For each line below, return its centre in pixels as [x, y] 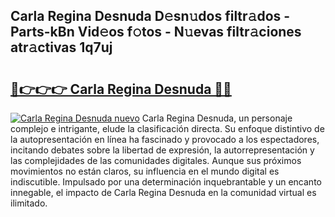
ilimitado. [29, 203]
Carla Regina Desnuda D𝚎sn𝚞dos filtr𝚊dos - [150, 16]
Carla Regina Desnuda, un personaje [217, 118]
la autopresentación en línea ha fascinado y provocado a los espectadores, [165, 139]
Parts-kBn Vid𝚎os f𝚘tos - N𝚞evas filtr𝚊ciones [156, 32]
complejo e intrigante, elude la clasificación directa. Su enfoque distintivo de [167, 128]
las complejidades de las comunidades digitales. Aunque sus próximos [156, 160]
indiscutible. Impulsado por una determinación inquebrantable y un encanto [166, 182]
